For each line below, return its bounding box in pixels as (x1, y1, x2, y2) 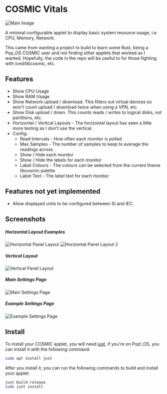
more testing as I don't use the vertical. (12, 125, 93, 131)
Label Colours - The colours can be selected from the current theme (19, 162, 161, 168)
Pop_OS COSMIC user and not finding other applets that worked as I (5, 50, 146, 56)
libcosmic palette (19, 167, 55, 173)
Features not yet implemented (5, 187, 101, 196)
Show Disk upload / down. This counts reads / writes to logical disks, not (12, 109, 162, 115)
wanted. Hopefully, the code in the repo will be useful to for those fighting (5, 55, 157, 61)
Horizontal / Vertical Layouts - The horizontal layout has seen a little (12, 120, 152, 126)
